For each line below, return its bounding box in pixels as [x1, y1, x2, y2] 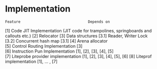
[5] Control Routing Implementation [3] [5, 43, 83, 49]
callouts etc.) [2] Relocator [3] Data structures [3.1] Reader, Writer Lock [5, 33, 148, 39]
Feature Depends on [5, 19, 110, 24]
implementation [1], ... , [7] [5, 58, 58, 64]
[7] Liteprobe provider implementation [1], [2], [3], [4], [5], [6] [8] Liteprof [5, 53, 152, 59]
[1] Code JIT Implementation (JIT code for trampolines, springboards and [5, 28, 152, 33]
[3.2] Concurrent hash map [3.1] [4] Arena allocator [5, 38, 108, 44]
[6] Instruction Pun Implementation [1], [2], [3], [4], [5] [5, 48, 114, 54]
